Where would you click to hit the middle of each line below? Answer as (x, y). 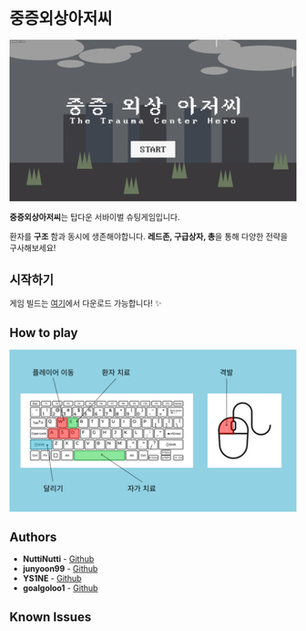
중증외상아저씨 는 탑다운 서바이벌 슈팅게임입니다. (95, 217)
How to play (44, 333)
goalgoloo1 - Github (60, 588)
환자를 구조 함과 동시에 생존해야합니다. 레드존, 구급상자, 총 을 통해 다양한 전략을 (149, 237)
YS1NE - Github (52, 578)
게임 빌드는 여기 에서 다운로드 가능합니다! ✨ (86, 303)
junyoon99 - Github (60, 569)
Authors (33, 536)
